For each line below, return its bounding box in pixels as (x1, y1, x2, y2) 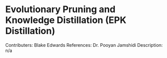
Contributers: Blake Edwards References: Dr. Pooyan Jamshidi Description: (5, 42, 163, 48)
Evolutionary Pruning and (5, 4, 116, 15)
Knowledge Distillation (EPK (5, 14, 127, 26)
